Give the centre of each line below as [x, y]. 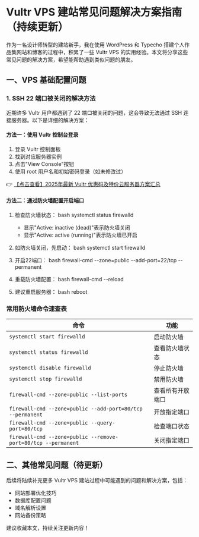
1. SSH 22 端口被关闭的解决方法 [51, 99]
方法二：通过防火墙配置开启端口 [45, 200]
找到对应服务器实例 [38, 156]
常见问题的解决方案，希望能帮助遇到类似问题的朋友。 [71, 59]
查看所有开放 [171, 391]
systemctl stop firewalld [46, 379]
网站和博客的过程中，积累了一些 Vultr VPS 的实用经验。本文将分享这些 [102, 52]
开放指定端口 [171, 412]
